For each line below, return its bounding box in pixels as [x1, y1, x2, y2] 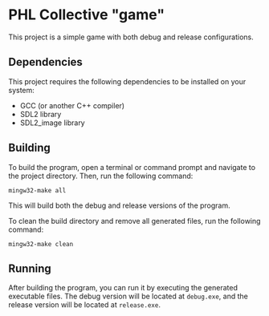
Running [8, 261, 52, 275]
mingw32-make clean [8, 240, 74, 248]
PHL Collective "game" [8, 6, 165, 24]
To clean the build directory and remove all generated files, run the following [8, 216, 261, 225]
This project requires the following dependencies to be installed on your [8, 76, 247, 86]
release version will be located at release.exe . [8, 300, 161, 310]
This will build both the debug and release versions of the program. [8, 201, 230, 210]
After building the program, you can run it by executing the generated [8, 283, 238, 293]
